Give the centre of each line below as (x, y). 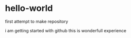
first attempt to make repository (37, 21)
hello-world (29, 8)
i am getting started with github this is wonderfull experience (66, 30)
